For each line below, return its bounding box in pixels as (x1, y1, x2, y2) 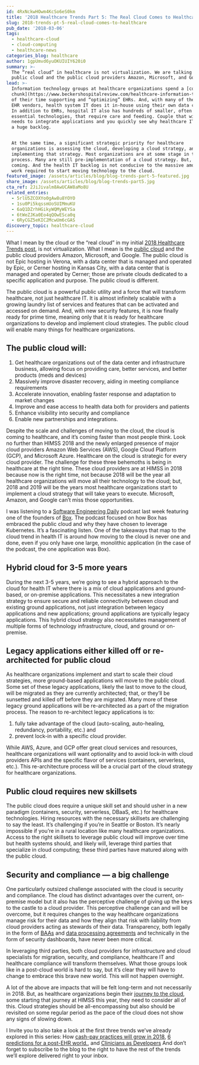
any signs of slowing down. (6, 1015, 73, 1022)
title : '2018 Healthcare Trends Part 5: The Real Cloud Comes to (6, 14, 171, 20)
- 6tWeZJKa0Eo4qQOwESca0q (11, 211, 76, 218)
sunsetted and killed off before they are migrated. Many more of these (6, 696, 178, 703)
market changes (14, 396, 55, 403)
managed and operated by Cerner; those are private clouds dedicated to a (6, 271, 188, 277)
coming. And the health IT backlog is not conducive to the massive (11, 162, 184, 168)
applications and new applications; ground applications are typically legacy (6, 610, 190, 617)
